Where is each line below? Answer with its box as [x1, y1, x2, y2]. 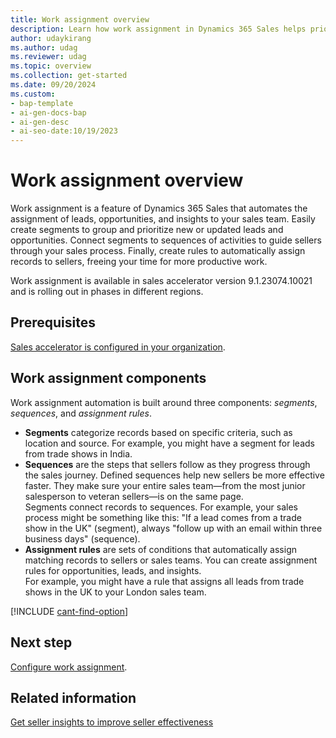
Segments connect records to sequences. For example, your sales [24, 501, 298, 513]
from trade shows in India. [24, 447, 133, 460]
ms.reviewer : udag [10, 52, 87, 62]
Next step [10, 634, 73, 651]
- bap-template [10, 98, 74, 108]
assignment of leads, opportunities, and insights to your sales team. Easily [10, 213, 316, 225]
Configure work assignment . [10, 661, 128, 673]
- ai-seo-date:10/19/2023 [10, 126, 118, 136]
